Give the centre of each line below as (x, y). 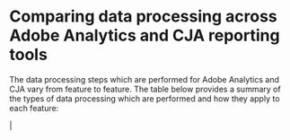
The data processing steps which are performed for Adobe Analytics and (145, 79)
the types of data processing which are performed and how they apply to (145, 98)
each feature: (34, 108)
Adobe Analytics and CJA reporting (145, 35)
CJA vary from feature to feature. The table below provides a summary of (145, 89)
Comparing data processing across (144, 17)
